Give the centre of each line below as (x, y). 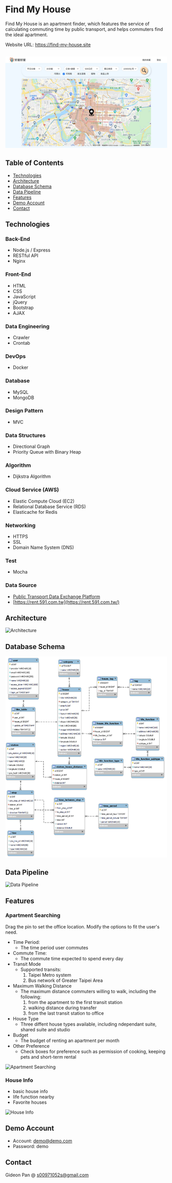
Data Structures (26, 435)
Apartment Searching (33, 916)
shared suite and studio (45, 1029)
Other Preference (31, 1046)
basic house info (30, 1091)
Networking (21, 525)
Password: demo (31, 1146)
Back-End (18, 239)
